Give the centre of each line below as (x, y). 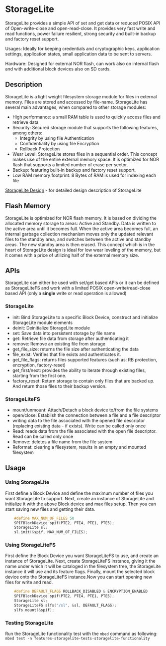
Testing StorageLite (29, 623)
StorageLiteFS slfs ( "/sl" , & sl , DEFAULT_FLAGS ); (65, 606)
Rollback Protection (40, 149)
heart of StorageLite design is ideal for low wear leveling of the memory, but (83, 250)
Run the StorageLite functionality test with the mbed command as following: (81, 634)
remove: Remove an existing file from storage (59, 343)
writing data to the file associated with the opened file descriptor (79, 420)
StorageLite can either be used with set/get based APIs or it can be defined (82, 283)
